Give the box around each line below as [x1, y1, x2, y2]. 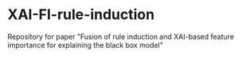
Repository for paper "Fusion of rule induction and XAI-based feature [7, 32, 235, 41]
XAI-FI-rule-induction [7, 6, 155, 24]
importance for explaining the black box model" [7, 40, 164, 49]
